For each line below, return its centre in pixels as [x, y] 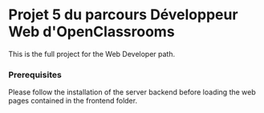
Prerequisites [35, 75]
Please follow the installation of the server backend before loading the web [132, 92]
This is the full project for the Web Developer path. [91, 54]
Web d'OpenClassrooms [91, 32]
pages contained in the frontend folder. [73, 101]
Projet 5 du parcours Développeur [123, 15]
